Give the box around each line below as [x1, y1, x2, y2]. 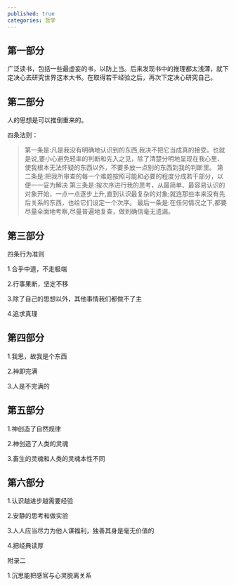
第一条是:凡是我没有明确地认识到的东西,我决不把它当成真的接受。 [24, 145, 213, 155]
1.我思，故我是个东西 [7, 352, 67, 360]
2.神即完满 [7, 367, 38, 375]
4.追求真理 [7, 309, 38, 318]
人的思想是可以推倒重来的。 [7, 116, 88, 124]
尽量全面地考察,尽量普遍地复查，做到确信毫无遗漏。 [24, 207, 174, 216]
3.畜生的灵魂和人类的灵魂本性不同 [7, 454, 105, 462]
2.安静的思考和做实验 [7, 512, 69, 520]
